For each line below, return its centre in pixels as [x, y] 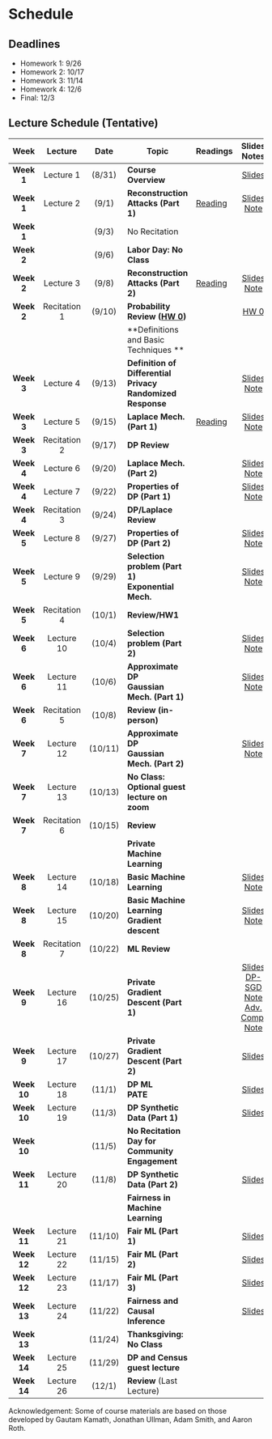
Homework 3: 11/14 [51, 81]
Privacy [142, 383]
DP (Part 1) [149, 496]
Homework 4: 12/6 [51, 89]
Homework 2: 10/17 [52, 72]
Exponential [150, 586]
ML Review [149, 949]
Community [150, 1151]
